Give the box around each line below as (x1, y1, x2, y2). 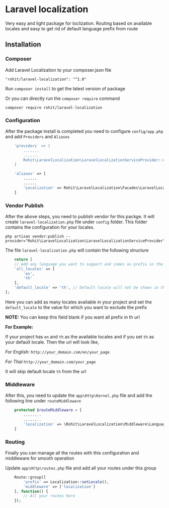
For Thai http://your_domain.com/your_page (5, 359, 96, 365)
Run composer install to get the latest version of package (5, 85, 126, 91)
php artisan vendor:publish (5, 234, 64, 239)
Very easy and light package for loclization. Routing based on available (5, 20, 152, 26)
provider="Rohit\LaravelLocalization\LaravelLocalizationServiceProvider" (5, 238, 165, 243)
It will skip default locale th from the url (5, 368, 87, 374)
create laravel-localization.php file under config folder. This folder (5, 219, 147, 225)
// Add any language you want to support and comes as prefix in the (14, 262, 163, 267)
